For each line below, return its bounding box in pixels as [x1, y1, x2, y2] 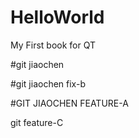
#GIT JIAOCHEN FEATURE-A [10, 97, 129, 109]
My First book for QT [10, 39, 97, 51]
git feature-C [10, 116, 64, 128]
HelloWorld [10, 6, 105, 29]
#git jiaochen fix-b [10, 77, 86, 90]
